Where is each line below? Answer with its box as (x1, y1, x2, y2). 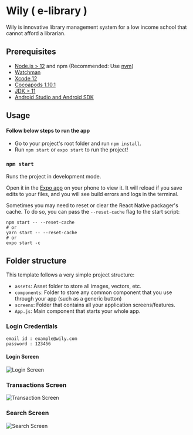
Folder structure (6, 256, 67, 266)
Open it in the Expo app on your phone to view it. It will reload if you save (6, 184, 183, 191)
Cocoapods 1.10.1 (14, 81, 56, 88)
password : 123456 (6, 340, 51, 347)
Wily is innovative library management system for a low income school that (6, 23, 187, 31)
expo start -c (6, 240, 41, 246)
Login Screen (6, 353, 39, 360)
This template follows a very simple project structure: (6, 271, 135, 278)
